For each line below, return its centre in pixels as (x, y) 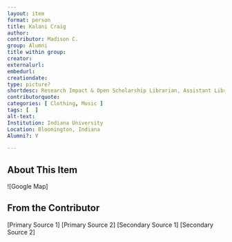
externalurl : (26, 65)
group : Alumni (28, 46)
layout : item (26, 13)
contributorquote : (33, 97)
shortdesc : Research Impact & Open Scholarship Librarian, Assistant (109, 91)
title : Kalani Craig (37, 26)
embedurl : (21, 71)
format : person (29, 20)
